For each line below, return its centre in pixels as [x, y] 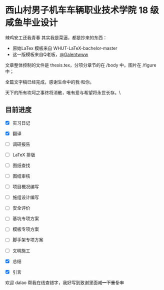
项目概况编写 [25, 187]
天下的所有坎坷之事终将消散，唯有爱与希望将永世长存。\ [63, 92]
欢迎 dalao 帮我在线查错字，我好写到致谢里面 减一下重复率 [64, 282]
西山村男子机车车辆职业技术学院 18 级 [82, 10]
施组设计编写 [25, 197]
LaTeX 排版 [24, 154]
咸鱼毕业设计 [32, 23]
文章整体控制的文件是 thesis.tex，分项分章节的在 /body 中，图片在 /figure [81, 65]
